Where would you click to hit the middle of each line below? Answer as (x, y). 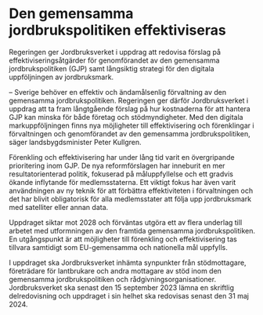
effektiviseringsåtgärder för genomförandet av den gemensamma (114, 60)
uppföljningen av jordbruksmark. (61, 77)
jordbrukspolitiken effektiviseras (117, 30)
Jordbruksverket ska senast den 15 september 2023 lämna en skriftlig (121, 288)
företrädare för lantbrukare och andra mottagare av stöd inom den (115, 270)
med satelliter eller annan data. (59, 207)
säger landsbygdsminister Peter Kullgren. (75, 142)
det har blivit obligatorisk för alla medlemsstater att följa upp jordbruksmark (130, 199)
